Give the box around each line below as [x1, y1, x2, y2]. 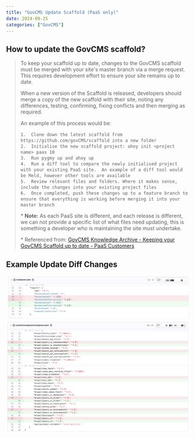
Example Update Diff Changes [6, 259, 118, 269]
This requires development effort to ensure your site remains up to [20, 72, 180, 79]
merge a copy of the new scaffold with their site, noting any [20, 96, 164, 103]
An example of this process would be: [20, 120, 112, 127]
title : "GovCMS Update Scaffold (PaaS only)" [6, 9, 119, 15]
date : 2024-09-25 [6, 15, 48, 22]
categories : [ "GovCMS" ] [6, 22, 64, 28]
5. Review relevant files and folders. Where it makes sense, [20, 179, 178, 184]
